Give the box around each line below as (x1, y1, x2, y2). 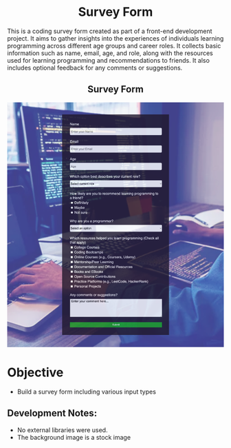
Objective (7, 365, 64, 380)
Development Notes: (7, 407, 98, 419)
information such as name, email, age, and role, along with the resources (7, 49, 213, 57)
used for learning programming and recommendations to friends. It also (7, 56, 210, 64)
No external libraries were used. (16, 425, 108, 434)
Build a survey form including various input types (16, 387, 157, 396)
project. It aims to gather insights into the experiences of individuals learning (7, 34, 224, 42)
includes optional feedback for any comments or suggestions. (7, 63, 183, 72)
